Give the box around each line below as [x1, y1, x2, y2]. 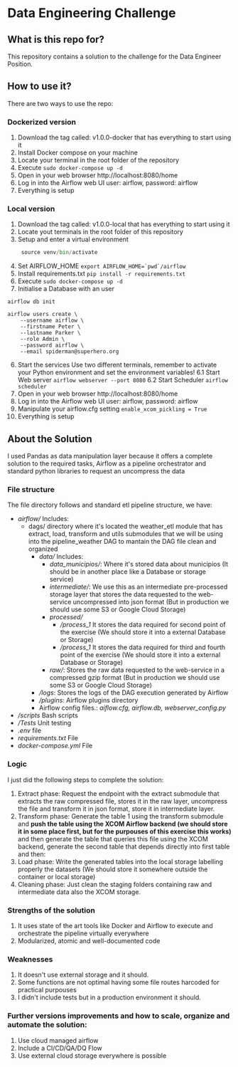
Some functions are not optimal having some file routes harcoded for [17, 978, 220, 987]
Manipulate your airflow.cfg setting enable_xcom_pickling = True [17, 404, 207, 414]
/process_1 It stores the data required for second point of [60, 621, 226, 629]
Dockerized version [7, 117, 77, 127]
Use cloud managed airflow [17, 1036, 99, 1044]
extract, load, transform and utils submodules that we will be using [28, 530, 224, 538]
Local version [7, 204, 55, 214]
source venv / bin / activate [21, 249, 98, 256]
